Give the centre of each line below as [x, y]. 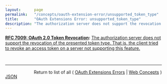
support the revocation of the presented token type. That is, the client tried [82, 43]
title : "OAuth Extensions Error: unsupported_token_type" [73, 19]
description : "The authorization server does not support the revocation [83, 24]
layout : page [24, 10]
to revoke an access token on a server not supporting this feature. [73, 48]
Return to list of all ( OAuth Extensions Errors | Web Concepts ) [98, 72]
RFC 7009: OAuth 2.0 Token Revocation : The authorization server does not [83, 38]
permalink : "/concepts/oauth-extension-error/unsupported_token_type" [82, 14]
